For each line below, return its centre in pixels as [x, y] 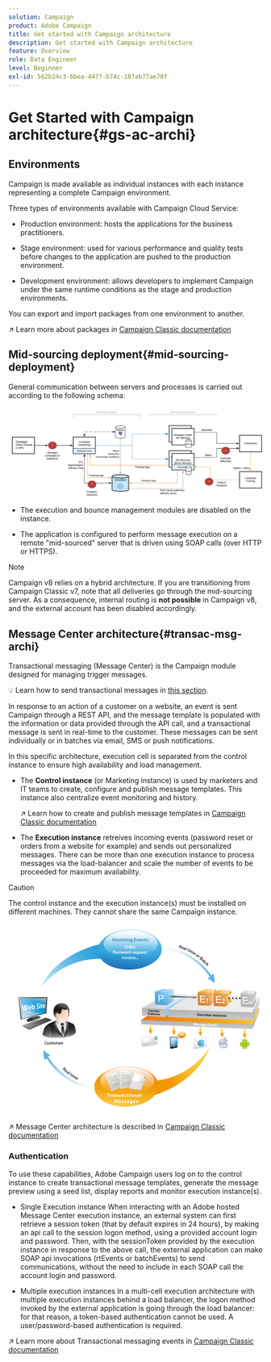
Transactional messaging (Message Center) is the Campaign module [122, 666]
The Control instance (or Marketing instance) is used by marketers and [139, 781]
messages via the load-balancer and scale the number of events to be [137, 863]
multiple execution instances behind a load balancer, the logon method [138, 1299]
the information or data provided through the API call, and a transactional [129, 723]
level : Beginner [35, 69]
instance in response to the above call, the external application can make [141, 1249]
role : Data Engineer [43, 60]
